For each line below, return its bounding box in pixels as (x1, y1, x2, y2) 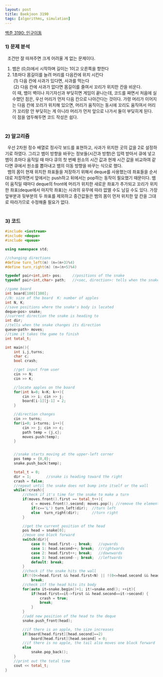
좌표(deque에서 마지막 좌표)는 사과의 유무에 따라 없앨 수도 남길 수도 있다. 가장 (10, 187, 158, 193)
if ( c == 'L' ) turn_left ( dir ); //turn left (31, 506, 116, 511)
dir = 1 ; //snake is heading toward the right (14, 474, 123, 479)
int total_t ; (5, 336, 32, 341)
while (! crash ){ (14, 488, 45, 493)
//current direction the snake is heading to (5, 314, 98, 318)
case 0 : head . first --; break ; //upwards (31, 542, 118, 546)
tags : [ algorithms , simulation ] (5, 16, 70, 21)
